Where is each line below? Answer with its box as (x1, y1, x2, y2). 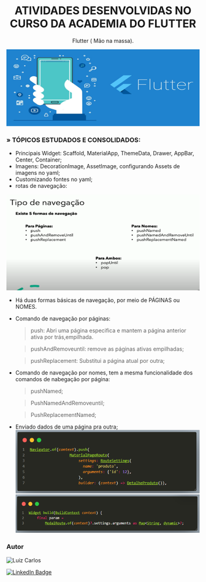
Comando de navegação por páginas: (15, 315, 111, 322)
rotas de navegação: (15, 182, 67, 190)
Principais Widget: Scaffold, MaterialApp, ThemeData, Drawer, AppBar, (15, 150, 194, 157)
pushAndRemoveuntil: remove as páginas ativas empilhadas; (30, 345, 184, 353)
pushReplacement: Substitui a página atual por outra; (30, 357, 165, 365)
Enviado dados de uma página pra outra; (15, 423, 118, 430)
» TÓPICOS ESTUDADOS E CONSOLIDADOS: (6, 136, 141, 144)
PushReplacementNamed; (30, 411, 97, 419)
